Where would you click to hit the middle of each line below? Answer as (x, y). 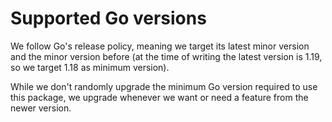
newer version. (41, 108)
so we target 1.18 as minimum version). (90, 67)
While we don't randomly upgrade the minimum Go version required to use (164, 86)
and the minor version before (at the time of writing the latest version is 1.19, (166, 56)
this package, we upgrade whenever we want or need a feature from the (159, 97)
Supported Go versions (108, 18)
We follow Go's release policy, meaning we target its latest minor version (160, 46)
